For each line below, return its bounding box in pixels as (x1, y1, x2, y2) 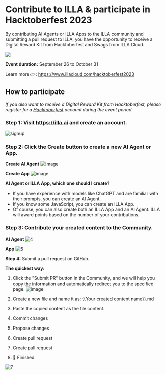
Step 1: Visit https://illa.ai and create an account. (5, 119, 127, 126)
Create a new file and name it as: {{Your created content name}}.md (12, 296, 154, 302)
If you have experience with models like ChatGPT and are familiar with (12, 191, 159, 197)
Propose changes (12, 325, 49, 331)
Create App (5, 171, 30, 177)
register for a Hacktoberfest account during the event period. (5, 106, 133, 112)
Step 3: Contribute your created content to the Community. (5, 224, 153, 231)
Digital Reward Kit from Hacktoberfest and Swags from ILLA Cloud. (5, 41, 145, 48)
